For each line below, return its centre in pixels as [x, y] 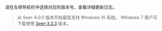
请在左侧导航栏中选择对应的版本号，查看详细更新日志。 [61, 7]
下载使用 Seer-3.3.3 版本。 [44, 23]
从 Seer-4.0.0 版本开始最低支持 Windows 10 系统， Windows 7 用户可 [87, 17]
